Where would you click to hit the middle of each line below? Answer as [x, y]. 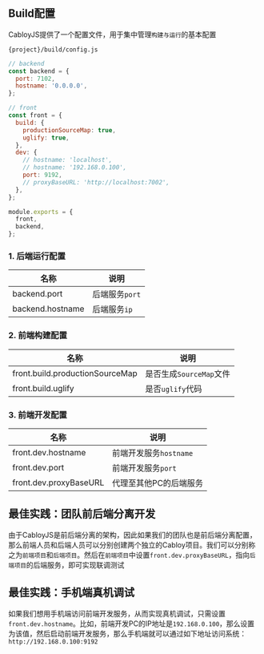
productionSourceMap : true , [69, 130]
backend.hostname [48, 309]
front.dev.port [38, 467]
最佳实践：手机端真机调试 [71, 593]
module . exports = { [41, 212]
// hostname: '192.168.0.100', [75, 168]
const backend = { [39, 71]
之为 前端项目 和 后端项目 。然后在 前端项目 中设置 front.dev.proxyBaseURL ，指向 [129, 555]
